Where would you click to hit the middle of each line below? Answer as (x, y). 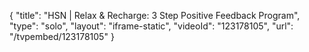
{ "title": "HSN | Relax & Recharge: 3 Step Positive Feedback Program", (155, 15)
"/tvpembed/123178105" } (62, 36)
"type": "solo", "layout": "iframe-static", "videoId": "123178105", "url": (151, 26)
